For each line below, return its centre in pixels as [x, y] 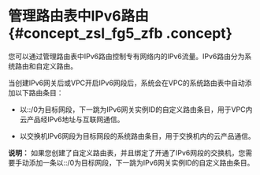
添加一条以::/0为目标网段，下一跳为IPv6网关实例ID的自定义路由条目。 [141, 162]
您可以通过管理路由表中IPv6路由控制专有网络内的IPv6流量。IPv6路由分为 [126, 56]
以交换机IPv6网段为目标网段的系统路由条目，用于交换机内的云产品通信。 [137, 136]
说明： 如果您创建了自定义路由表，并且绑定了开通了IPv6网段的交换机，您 [127, 153]
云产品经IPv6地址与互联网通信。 [72, 119]
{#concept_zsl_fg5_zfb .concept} [120, 34]
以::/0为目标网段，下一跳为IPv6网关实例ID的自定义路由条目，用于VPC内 [136, 109]
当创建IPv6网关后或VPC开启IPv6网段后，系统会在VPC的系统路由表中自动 [127, 83]
